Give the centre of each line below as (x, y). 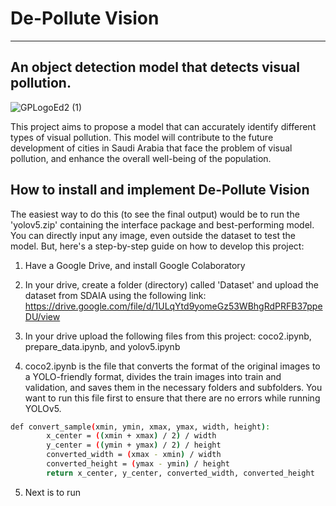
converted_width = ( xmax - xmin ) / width (134, 455)
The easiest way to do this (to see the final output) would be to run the (155, 214)
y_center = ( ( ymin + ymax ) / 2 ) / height (134, 445)
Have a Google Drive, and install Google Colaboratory (135, 265)
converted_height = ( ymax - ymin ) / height (138, 464)
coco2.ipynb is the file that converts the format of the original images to (172, 366)
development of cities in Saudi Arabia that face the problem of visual (151, 148)
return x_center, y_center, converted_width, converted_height (180, 473)
